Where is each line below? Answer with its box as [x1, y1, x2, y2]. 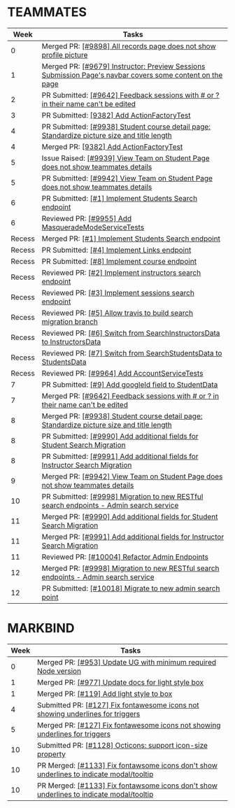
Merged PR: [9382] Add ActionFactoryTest [41, 141, 183, 151]
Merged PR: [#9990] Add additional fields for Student [41, 511, 218, 521]
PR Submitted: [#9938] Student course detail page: [41, 122, 211, 132]
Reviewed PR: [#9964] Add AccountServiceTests [41, 368, 204, 378]
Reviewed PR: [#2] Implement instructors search [41, 267, 201, 277]
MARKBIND [7, 621, 75, 637]
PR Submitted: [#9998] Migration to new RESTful [41, 491, 204, 501]
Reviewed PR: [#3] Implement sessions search [41, 288, 194, 297]
